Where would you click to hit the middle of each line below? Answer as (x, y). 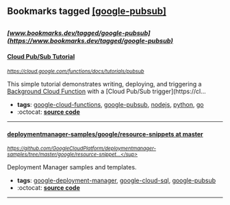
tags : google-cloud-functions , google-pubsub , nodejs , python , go (110, 104)
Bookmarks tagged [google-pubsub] (87, 11)
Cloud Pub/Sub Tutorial (41, 57)
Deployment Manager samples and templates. (72, 167)
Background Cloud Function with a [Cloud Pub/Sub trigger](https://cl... (107, 91)
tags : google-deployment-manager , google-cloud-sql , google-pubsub (116, 180)
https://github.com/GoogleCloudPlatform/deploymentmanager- (81, 149)
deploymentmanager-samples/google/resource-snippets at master (105, 134)
